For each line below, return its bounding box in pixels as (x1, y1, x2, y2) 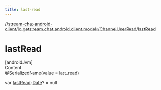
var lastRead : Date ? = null (5, 79, 57, 85)
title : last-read (5, 7, 41, 12)
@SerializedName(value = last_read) (5, 70, 79, 76)
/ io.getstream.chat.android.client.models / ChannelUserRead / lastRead (16, 26, 156, 32)
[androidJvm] (5, 60, 33, 65)
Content (5, 64, 22, 70)
